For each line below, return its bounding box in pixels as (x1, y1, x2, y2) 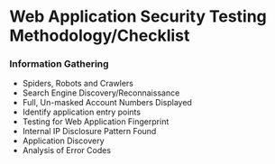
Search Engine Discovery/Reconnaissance (22, 87, 180, 98)
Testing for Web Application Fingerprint (22, 116, 170, 127)
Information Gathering (9, 58, 110, 70)
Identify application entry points (22, 106, 142, 118)
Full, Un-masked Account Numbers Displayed (22, 97, 192, 108)
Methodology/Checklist (9, 25, 190, 46)
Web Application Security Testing (9, 6, 268, 27)
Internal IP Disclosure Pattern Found (22, 126, 157, 137)
